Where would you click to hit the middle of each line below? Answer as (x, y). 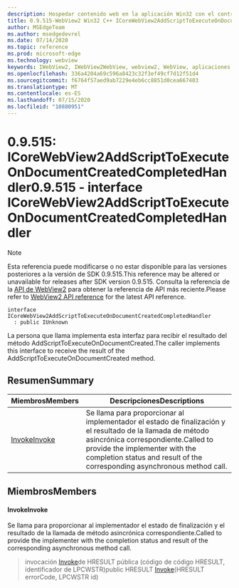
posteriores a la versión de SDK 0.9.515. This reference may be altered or (113, 274)
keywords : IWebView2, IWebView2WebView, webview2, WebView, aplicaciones (119, 67)
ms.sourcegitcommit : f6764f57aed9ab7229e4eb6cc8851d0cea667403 (103, 80)
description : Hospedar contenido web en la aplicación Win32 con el (111, 14)
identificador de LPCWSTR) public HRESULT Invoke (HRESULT (115, 569)
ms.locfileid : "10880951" (46, 107)
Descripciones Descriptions (157, 401)
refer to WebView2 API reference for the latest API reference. (97, 296)
